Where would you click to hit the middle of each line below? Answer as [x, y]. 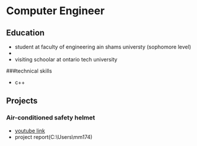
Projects [22, 101]
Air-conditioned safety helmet [51, 118]
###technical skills [29, 71]
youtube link [30, 131]
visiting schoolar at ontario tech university [66, 59]
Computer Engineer [55, 11]
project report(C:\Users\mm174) [54, 137]
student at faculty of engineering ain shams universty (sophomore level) [103, 47]
